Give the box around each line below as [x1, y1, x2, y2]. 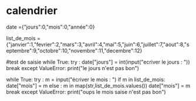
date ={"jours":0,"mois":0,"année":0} [6, 23, 95, 30]
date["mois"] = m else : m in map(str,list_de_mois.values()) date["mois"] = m [6, 82, 191, 89]
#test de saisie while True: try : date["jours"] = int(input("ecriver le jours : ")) [6, 58, 190, 65]
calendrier [6, 4, 58, 18]
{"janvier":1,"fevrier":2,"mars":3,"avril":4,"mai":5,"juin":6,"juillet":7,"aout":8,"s [6, 41, 190, 48]
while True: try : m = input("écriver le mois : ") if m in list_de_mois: [6, 76, 165, 83]
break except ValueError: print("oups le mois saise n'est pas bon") [6, 88, 166, 95]
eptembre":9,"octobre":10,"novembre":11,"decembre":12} [6, 47, 143, 54]
